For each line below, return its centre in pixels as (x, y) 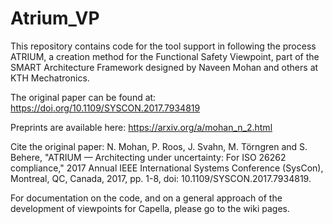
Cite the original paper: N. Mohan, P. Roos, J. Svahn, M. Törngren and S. (159, 146)
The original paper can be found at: (83, 97)
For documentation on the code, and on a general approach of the (146, 198)
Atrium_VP (55, 18)
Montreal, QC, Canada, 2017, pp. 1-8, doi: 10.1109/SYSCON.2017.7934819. (161, 178)
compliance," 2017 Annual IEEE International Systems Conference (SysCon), (167, 168)
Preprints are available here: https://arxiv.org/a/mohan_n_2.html (141, 127)
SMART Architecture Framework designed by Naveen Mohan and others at (164, 67)
